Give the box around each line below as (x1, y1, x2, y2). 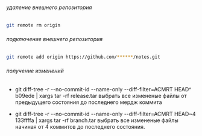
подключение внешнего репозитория (6, 35, 103, 42)
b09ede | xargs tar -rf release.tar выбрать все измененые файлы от (14, 92, 187, 100)
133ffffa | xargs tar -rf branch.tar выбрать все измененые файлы (14, 117, 179, 124)
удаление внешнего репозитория (6, 4, 92, 11)
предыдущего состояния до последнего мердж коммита (14, 99, 162, 106)
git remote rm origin (6, 22, 61, 28)
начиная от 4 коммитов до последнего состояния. (14, 123, 145, 131)
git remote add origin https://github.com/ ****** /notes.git (6, 54, 161, 60)
